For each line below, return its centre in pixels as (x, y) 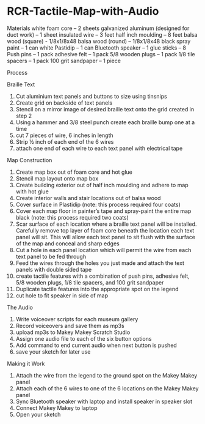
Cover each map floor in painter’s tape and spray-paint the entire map (103, 211)
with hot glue (32, 192)
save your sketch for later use (53, 351)
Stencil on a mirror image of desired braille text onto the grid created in (105, 109)
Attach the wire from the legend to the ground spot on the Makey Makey (106, 375)
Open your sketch (38, 414)
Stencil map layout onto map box (57, 178)
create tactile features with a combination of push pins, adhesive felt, (103, 276)
